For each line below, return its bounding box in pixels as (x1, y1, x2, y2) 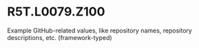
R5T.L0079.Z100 (7, 4, 105, 20)
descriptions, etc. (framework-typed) (7, 33, 112, 41)
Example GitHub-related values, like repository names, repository (7, 26, 193, 34)
